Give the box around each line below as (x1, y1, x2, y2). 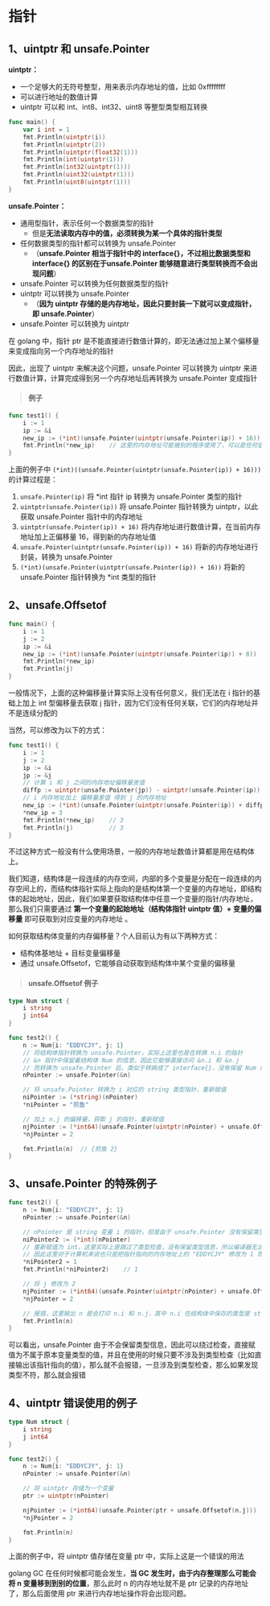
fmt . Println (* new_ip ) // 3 (22, 816, 125, 824)
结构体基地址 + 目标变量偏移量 (19, 948, 121, 958)
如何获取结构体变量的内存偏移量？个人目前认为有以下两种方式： (8, 931, 219, 941)
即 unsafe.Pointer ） (31, 308, 99, 318)
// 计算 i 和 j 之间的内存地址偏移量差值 (22, 779, 145, 787)
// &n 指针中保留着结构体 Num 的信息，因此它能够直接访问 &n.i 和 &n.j (22, 1056, 239, 1064)
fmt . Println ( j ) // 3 (22, 823, 125, 832)
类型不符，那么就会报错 (8, 1370, 86, 1380)
